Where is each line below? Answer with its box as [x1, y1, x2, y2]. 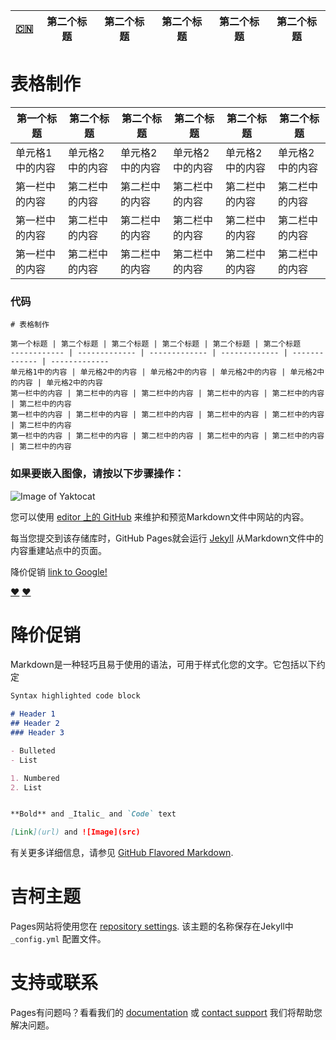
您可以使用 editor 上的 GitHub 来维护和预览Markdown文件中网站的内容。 [10, 510, 310, 523]
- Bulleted [10, 745, 56, 756]
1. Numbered [10, 773, 60, 783]
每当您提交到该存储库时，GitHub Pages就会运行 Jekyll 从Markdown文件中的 [10, 532, 324, 544]
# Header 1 [10, 709, 56, 719]
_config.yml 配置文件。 [10, 933, 107, 945]
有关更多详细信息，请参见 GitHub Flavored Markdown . [10, 847, 234, 859]
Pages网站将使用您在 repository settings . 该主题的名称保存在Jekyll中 [10, 920, 294, 933]
